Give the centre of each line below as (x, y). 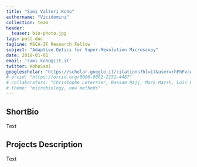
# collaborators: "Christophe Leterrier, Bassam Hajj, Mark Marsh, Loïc (97, 83)
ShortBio (23, 112)
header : (16, 28)
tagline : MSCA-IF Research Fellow (48, 45)
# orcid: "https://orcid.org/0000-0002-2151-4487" (69, 77)
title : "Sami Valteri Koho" (40, 11)
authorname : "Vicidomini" (38, 17)
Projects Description (45, 145)
